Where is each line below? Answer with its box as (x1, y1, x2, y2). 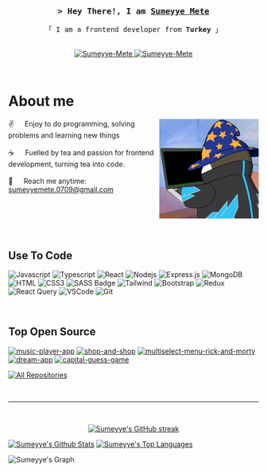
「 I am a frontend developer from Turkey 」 (44, 25, 222, 34)
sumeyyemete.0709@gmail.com (8, 185, 114, 194)
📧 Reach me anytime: (8, 177, 87, 186)
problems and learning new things (8, 131, 120, 140)
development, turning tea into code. (8, 159, 126, 169)
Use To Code (8, 248, 73, 262)
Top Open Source (8, 325, 97, 339)
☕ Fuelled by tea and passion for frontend (8, 148, 154, 158)
